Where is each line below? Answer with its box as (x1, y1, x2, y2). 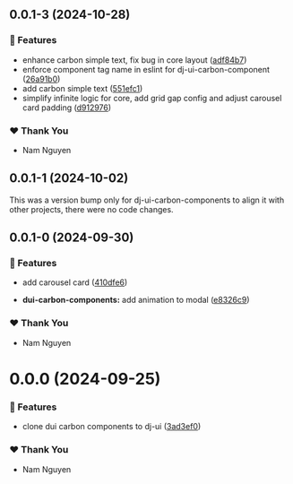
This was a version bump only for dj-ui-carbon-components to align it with (9, 194, 285, 205)
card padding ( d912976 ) (22, 102, 112, 113)
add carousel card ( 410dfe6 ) (22, 277, 128, 288)
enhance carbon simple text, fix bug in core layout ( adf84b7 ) (22, 54, 247, 65)
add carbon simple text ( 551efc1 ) (22, 82, 143, 93)
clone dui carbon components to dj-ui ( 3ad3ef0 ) (22, 421, 202, 432)
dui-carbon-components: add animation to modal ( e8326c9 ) (22, 295, 250, 306)
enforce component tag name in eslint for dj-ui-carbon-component (22, 64, 271, 74)
